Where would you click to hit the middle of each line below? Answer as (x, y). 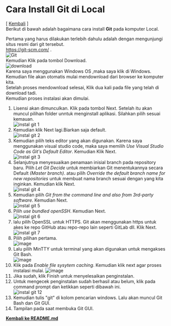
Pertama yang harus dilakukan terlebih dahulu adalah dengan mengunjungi (84, 39)
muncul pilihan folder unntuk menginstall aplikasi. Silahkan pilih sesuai (87, 114)
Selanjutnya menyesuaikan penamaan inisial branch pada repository (84, 162)
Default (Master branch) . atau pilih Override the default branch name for (89, 173)
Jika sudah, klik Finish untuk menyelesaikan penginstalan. (74, 276)
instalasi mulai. (29, 270)
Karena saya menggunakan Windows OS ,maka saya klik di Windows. (79, 71)
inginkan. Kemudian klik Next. (44, 184)
